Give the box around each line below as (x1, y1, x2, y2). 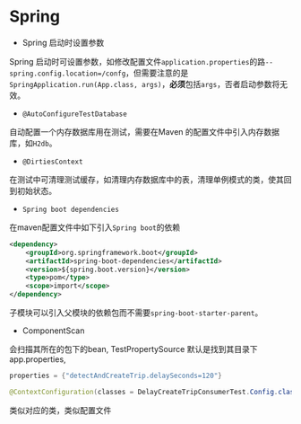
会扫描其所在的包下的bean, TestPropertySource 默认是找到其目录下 (9, 344, 258, 355)
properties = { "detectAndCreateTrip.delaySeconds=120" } (9, 371, 222, 381)
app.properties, (9, 354, 66, 365)
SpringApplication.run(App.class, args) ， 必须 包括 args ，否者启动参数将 (9, 78, 280, 89)
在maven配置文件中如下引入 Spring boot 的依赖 (9, 222, 181, 233)
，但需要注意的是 (125, 67, 189, 78)
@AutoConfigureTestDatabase (21, 110, 127, 119)
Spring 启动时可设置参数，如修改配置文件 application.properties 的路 (9, 56, 266, 66)
